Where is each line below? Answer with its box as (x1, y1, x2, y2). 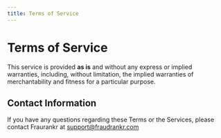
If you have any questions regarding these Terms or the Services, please (7, 115, 215, 124)
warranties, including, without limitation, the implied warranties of (7, 70, 194, 78)
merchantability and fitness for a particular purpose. (7, 77, 156, 86)
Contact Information (7, 97, 97, 109)
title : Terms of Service (7, 10, 79, 17)
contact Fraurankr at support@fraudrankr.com (7, 123, 139, 131)
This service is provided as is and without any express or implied (7, 63, 193, 71)
